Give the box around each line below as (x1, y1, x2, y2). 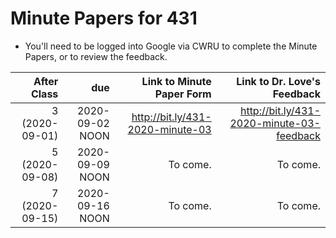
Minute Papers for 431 (10, 7, 198, 30)
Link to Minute (141, 74, 212, 88)
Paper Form (154, 87, 212, 101)
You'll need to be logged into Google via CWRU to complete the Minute (24, 40, 318, 52)
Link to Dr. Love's (236, 74, 321, 88)
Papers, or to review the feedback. (24, 50, 168, 62)
